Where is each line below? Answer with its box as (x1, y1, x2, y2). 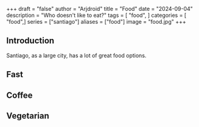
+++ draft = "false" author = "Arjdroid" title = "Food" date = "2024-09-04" (6, 5, 194, 12)
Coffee (6, 90, 33, 100)
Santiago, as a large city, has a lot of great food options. (6, 52, 147, 59)
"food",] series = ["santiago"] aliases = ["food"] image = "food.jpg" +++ (6, 18, 187, 25)
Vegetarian (6, 111, 50, 121)
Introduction (6, 36, 55, 46)
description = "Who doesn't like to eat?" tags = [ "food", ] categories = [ (6, 12, 187, 19)
